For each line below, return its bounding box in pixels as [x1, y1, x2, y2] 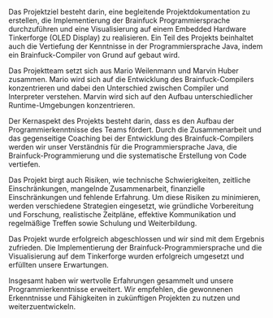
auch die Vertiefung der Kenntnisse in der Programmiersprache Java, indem [8, 41, 263, 51]
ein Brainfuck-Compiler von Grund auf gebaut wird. [8, 50, 180, 59]
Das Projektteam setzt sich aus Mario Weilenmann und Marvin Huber [8, 66, 240, 76]
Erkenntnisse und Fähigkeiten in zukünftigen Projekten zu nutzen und [8, 293, 240, 303]
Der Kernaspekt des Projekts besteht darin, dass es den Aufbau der [8, 116, 235, 125]
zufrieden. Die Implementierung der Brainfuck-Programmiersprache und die [8, 243, 262, 252]
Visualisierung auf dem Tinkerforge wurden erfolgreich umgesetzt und [8, 251, 245, 261]
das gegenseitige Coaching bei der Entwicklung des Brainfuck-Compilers [8, 133, 254, 143]
